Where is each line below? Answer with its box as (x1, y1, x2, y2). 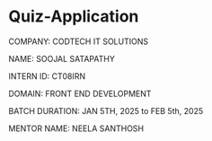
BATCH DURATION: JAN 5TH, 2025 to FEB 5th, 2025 (8, 105, 204, 116)
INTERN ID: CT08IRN (8, 70, 86, 82)
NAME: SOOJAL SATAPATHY (8, 53, 116, 64)
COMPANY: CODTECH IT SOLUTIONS (8, 36, 149, 47)
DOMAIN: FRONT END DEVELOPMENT (8, 88, 152, 99)
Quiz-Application (8, 6, 139, 27)
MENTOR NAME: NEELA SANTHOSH (8, 123, 145, 134)
